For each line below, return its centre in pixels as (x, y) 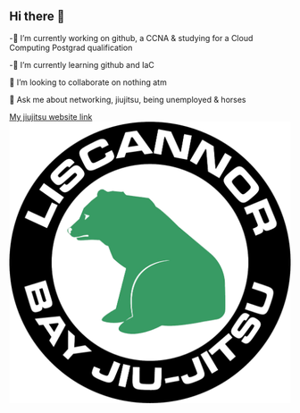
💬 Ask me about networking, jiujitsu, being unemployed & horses (128, 99)
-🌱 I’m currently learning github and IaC (82, 64)
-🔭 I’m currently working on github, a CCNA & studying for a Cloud (131, 38)
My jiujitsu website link (51, 116)
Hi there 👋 (37, 17)
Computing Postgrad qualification (71, 47)
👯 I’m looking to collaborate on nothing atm (88, 82)
